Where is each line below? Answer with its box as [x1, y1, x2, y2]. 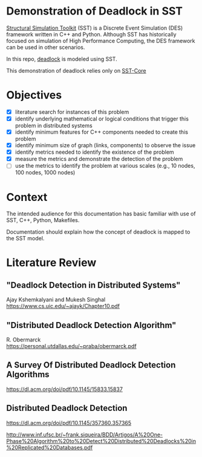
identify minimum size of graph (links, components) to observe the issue [15, 142, 196, 149]
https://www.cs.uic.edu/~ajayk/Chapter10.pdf [6, 303, 120, 310]
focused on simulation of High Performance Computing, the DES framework [6, 37, 195, 44]
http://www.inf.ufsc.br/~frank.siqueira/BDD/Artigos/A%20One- [6, 431, 163, 438]
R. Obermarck [6, 336, 41, 343]
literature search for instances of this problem [15, 108, 129, 116]
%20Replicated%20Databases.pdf [6, 444, 93, 451]
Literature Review [6, 256, 97, 270]
